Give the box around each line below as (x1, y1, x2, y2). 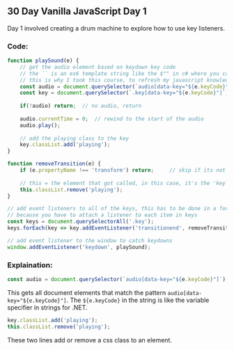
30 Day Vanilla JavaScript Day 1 (7, 6, 147, 17)
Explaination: (7, 260, 53, 270)
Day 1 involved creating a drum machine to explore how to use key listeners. (7, 24, 225, 32)
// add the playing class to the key (19, 135, 130, 142)
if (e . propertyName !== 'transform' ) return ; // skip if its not (19, 167, 226, 174)
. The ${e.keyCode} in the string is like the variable (66, 296, 210, 304)
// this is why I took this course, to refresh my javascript (19, 77, 204, 83)
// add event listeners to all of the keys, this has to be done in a (7, 205, 217, 212)
